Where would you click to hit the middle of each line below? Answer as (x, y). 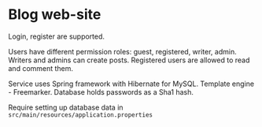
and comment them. (41, 68)
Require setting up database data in (66, 107)
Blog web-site (55, 15)
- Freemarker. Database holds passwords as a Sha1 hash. (101, 92)
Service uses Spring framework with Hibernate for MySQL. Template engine (131, 84)
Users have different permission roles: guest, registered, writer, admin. (123, 51)
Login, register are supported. (56, 36)
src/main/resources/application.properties (81, 115)
